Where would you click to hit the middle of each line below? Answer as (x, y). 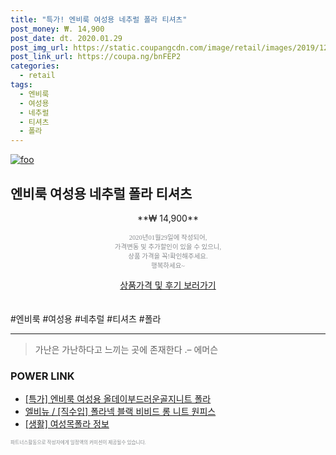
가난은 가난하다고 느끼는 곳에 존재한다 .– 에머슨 (126, 349)
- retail (37, 76)
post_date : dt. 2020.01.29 (66, 38)
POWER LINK (42, 376)
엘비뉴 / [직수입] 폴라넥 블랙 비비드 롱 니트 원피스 (120, 412)
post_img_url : (40, 47)
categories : (35, 66)
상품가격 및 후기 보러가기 (168, 285)
